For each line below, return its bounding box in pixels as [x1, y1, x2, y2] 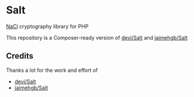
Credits [6, 51, 34, 61]
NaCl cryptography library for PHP [6, 23, 89, 30]
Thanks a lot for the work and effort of [6, 67, 98, 74]
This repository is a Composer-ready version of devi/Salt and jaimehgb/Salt [6, 34, 188, 41]
